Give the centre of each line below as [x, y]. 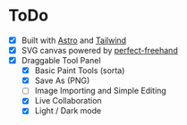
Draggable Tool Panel [61, 61]
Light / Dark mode [68, 111]
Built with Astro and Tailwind [74, 40]
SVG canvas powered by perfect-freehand [99, 50]
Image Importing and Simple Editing [100, 91]
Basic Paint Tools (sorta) [80, 71]
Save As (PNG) [62, 80]
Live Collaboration [68, 101]
